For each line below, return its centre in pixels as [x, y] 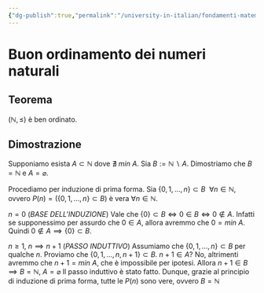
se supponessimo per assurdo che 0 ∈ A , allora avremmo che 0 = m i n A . [127, 223]
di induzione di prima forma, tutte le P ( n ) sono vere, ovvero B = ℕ [114, 281]
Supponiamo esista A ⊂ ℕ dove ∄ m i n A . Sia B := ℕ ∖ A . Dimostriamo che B [130, 164]
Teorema [30, 100]
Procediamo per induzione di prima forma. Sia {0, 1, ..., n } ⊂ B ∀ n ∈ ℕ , [122, 189]
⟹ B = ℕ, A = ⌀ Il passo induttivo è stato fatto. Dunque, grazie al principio [129, 272]
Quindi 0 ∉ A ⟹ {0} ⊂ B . [50, 231]
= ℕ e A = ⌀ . [28, 173]
